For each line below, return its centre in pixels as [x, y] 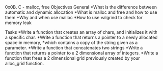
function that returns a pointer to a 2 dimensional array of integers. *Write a [82, 53]
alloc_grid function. [25, 63]
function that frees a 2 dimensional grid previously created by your [72, 58]
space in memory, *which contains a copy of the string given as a [71, 43]
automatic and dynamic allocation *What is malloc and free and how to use [81, 12]
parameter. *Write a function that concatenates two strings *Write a [74, 48]
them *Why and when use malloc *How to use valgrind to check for [74, 17]
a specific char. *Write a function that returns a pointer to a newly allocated [81, 37]
